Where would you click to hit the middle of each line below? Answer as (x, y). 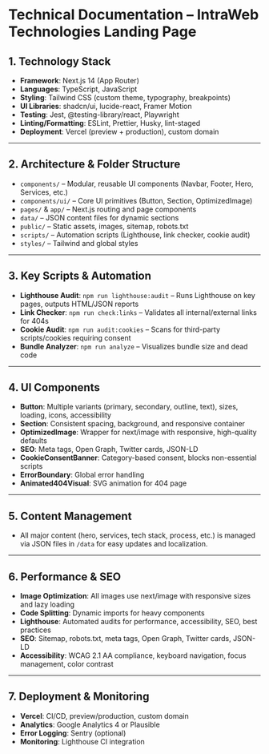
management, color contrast (66, 664)
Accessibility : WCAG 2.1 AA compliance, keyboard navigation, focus (133, 655)
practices (36, 630)
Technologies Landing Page (102, 32)
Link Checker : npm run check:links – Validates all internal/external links (139, 312)
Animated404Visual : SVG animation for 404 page (103, 483)
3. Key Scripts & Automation (80, 276)
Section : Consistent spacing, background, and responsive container (132, 424)
